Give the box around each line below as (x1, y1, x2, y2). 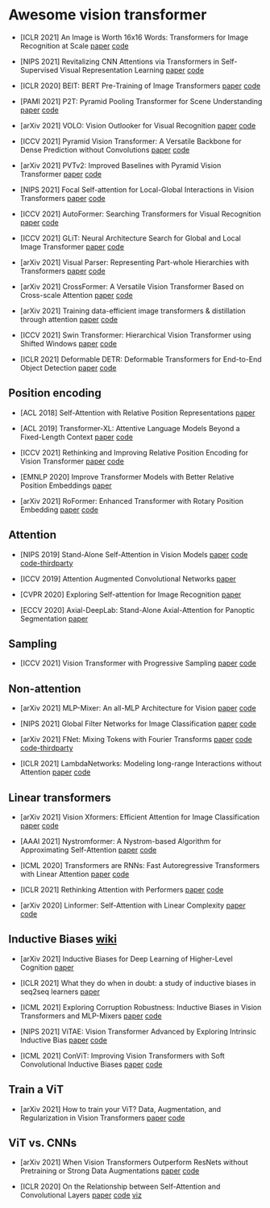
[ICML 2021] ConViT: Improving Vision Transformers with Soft (19, 1051, 225, 1060)
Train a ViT (8, 1083, 64, 1097)
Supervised (19, 65, 59, 74)
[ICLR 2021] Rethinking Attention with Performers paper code (19, 885, 224, 894)
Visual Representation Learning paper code (60, 65, 204, 74)
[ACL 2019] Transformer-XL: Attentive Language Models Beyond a (19, 423, 240, 433)
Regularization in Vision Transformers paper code (19, 1113, 185, 1122)
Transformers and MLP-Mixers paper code (19, 1011, 163, 1021)
